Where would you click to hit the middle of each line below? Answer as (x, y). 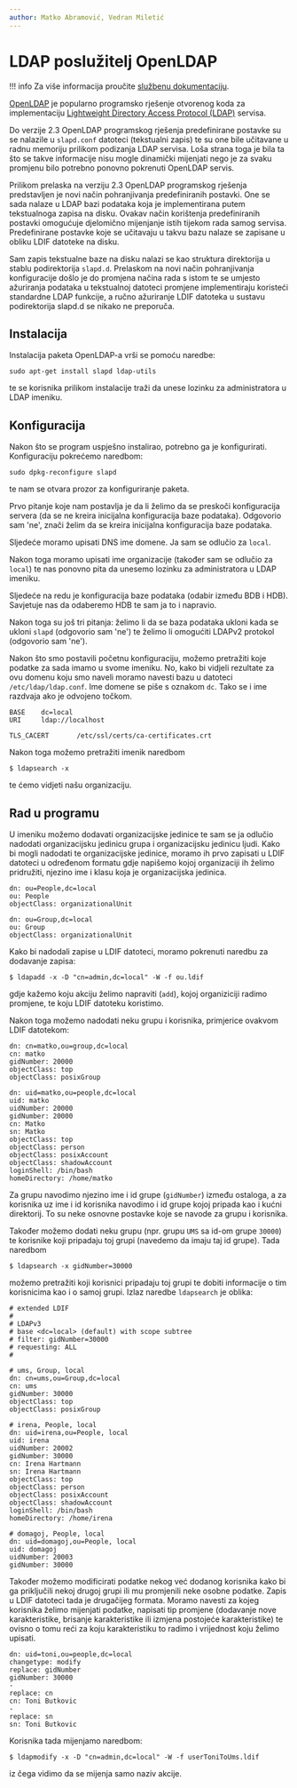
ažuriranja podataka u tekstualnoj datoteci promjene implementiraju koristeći (149, 287)
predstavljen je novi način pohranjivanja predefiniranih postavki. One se (140, 194)
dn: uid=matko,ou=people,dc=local (73, 1093)
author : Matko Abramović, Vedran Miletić (87, 17)
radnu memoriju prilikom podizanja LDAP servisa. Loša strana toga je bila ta (147, 148)
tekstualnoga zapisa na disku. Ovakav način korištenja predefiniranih (135, 213)
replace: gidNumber (45, 1670)
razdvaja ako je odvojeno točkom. (71, 696)
